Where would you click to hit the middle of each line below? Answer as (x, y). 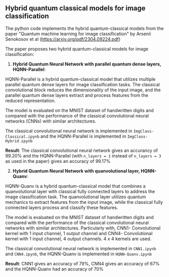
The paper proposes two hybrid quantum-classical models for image (77, 49)
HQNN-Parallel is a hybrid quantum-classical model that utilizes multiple (80, 79)
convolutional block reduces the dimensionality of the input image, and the (83, 90)
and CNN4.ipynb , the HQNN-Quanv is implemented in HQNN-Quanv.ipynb (78, 254)
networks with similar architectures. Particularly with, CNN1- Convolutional (83, 228)
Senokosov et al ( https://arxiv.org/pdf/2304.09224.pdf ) (63, 39)
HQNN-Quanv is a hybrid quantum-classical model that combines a (75, 186)
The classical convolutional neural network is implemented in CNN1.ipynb (81, 248)
